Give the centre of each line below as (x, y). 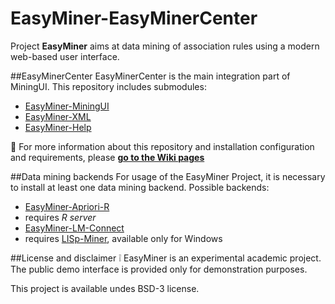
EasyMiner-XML (58, 116)
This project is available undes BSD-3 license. (105, 288)
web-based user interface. (65, 56)
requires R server (60, 217)
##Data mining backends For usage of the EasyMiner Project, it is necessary (168, 176)
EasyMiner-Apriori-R (67, 206)
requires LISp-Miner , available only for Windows (123, 238)
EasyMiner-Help (58, 127)
